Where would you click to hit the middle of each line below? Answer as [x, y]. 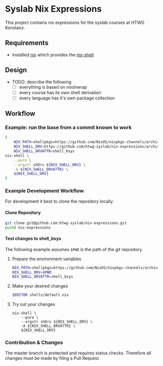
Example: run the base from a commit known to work [68, 128]
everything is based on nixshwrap [53, 87]
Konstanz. [15, 27]
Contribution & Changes [34, 343]
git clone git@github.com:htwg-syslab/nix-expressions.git [66, 223]
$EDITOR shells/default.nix [40, 295]
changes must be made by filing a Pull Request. [53, 358]
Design [16, 70]
